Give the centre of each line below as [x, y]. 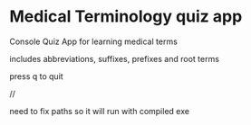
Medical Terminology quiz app [126, 17]
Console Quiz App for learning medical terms [94, 41]
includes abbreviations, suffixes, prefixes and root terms [115, 58]
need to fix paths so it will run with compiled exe [100, 111]
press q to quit [36, 76]
